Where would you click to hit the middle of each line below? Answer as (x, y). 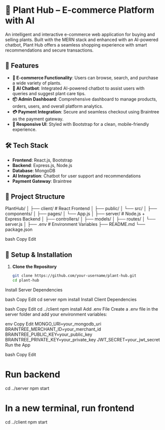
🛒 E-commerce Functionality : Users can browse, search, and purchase (85, 78)
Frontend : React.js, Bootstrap (42, 160)
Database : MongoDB (34, 170)
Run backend (33, 375)
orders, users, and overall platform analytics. (58, 106)
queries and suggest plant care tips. (49, 93)
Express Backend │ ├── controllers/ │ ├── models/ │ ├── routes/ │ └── (80, 219)
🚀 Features (22, 66)
